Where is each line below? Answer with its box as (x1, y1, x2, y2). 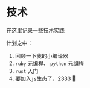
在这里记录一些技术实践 (6, 27, 65, 34)
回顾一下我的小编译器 (14, 52, 68, 59)
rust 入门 (14, 67, 39, 74)
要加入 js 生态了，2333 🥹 (14, 75, 76, 82)
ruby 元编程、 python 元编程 (14, 60, 85, 67)
